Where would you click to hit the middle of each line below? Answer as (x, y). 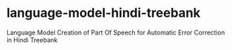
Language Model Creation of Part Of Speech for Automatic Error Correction (116, 32)
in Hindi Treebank (32, 39)
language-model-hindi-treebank (104, 13)
